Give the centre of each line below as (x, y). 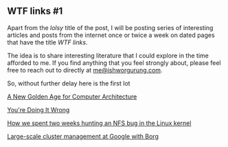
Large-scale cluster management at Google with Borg (83, 136)
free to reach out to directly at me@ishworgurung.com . (85, 70)
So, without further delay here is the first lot (69, 83)
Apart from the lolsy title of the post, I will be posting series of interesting (110, 27)
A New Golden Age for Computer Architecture (72, 96)
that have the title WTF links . (47, 42)
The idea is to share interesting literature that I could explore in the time (108, 55)
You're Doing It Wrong (38, 109)
